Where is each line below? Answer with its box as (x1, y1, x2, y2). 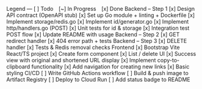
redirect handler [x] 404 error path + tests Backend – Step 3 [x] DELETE (6, 38, 187, 44)
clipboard (6, 63, 31, 70)
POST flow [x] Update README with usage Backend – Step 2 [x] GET (6, 31, 180, 38)
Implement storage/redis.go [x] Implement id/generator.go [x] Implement (6, 18, 189, 25)
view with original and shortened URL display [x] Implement (6, 57, 156, 64)
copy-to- (157, 57, 180, 64)
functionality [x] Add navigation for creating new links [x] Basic (31, 63, 190, 70)
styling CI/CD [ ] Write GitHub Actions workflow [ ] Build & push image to (6, 70, 189, 76)
